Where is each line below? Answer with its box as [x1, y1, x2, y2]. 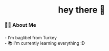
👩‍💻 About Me [4, 22, 36, 29]
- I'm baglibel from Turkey [4, 35, 57, 41]
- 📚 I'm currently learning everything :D [4, 40, 85, 46]
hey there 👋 [58, 4, 106, 16]
